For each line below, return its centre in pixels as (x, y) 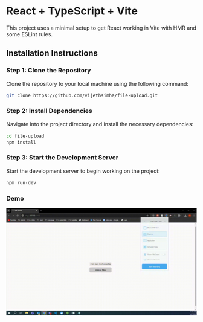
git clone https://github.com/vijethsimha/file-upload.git (82, 95)
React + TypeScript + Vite (72, 11)
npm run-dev (21, 182)
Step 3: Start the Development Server (63, 158)
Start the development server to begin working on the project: (83, 171)
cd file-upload (25, 136)
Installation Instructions (52, 53)
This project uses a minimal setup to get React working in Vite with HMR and (101, 28)
